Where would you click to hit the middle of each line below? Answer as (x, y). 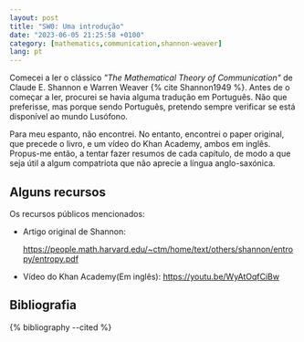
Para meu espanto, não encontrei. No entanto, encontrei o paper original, (147, 134)
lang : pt (26, 52)
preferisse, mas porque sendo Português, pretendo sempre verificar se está (152, 107)
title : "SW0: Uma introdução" (67, 26)
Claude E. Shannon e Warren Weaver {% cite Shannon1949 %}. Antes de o (150, 88)
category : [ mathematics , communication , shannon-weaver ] (116, 43)
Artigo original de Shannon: (74, 231)
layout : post (34, 18)
